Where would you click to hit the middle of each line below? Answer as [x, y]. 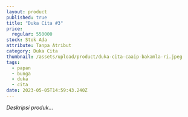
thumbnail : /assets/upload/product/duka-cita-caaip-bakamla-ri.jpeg [94, 57]
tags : [13, 62]
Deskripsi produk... [30, 107]
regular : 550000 [32, 34]
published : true [27, 17]
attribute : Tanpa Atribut [39, 46]
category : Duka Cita [32, 51]
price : [15, 29]
